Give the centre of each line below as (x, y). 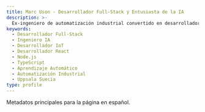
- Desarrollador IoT (38, 46)
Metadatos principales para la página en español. (68, 102)
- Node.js (24, 57)
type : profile (24, 85)
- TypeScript (28, 62)
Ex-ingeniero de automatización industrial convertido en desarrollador (106, 23)
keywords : (19, 29)
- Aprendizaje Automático (45, 68)
